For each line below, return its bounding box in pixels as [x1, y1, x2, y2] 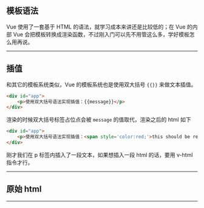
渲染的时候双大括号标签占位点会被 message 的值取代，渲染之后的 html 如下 [6, 116, 191, 123]
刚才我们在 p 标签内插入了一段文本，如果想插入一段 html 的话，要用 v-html [6, 151, 193, 158]
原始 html [6, 184, 42, 195]
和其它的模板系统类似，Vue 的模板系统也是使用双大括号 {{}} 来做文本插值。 [6, 81, 197, 88]
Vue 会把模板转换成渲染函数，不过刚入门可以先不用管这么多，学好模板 [13, 30, 189, 38]
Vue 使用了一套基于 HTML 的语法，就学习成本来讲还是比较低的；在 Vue [6, 23, 186, 30]
